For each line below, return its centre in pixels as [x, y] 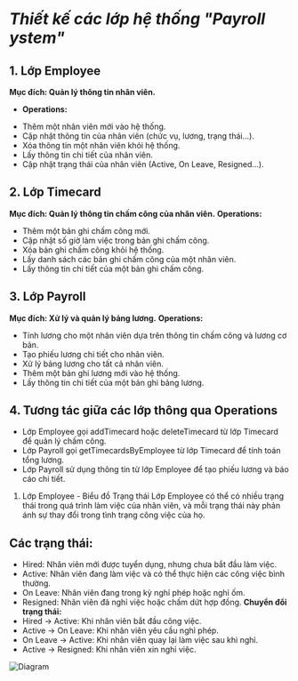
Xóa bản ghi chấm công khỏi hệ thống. [93, 250]
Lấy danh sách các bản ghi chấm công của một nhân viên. [129, 259]
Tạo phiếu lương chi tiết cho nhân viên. [93, 354]
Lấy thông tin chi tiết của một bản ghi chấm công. [113, 268]
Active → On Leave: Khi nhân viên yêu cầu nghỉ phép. [121, 630]
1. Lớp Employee [55, 71]
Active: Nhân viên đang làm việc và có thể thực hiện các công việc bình [153, 574]
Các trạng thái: [51, 543]
